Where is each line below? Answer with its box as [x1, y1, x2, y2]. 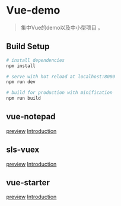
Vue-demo [6, 4, 60, 17]
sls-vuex [6, 145, 40, 155]
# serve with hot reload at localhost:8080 [6, 74, 116, 80]
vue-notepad [6, 112, 56, 122]
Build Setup [6, 42, 50, 52]
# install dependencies [6, 57, 65, 63]
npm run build [6, 96, 42, 102]
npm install [6, 63, 36, 69]
